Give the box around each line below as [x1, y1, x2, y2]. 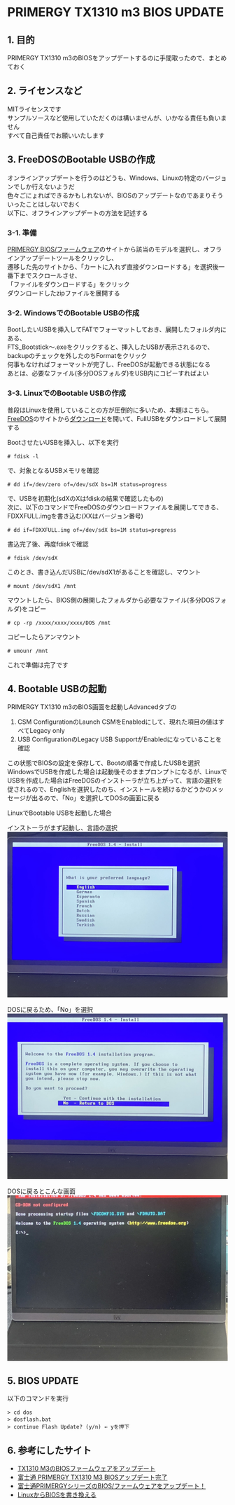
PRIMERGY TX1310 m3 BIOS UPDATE [7, 4, 225, 20]
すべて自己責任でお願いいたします [7, 131, 105, 139]
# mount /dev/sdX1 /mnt [7, 582, 77, 589]
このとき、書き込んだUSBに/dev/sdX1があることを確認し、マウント [7, 568, 201, 576]
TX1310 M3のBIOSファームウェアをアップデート [17, 1464, 156, 1472]
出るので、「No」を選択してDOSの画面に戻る [31, 794, 160, 802]
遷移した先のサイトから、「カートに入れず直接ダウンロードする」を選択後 [7, 262, 219, 270]
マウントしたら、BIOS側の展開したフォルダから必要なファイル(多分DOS [7, 596, 215, 604]
